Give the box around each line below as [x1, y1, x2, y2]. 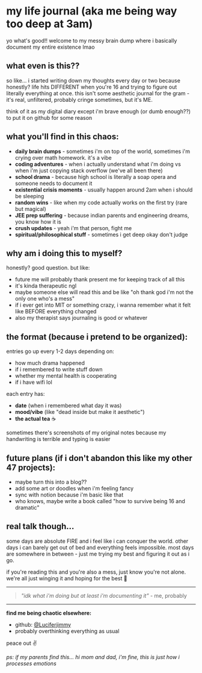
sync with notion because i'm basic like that [14, 491, 124, 498]
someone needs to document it [14, 180, 93, 187]
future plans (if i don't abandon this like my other [6, 453, 192, 463]
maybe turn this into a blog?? [14, 478, 87, 486]
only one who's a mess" [14, 295, 75, 302]
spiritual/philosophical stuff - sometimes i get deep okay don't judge [14, 231, 188, 238]
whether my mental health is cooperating [14, 372, 117, 380]
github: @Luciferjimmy [14, 621, 71, 628]
